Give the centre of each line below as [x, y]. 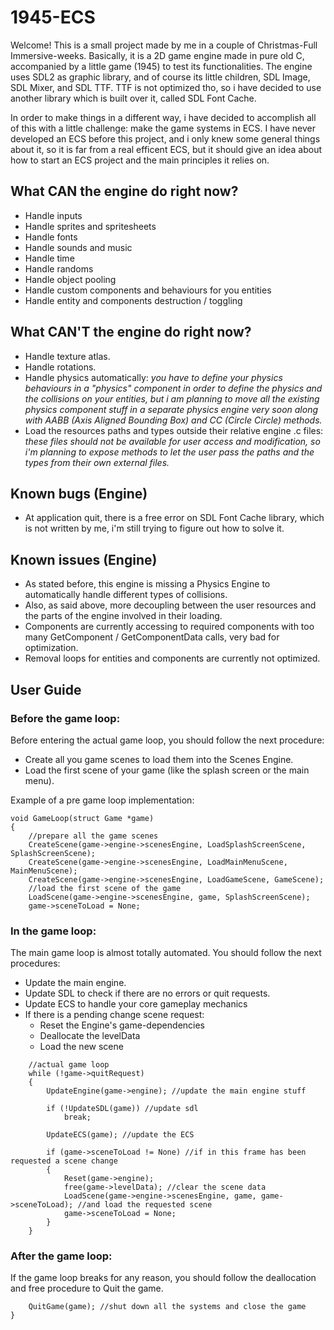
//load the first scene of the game [105, 888]
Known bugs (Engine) [79, 493]
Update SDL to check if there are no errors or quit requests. [147, 993]
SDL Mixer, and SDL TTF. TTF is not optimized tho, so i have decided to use [166, 87]
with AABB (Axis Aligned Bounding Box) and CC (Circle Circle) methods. [173, 420]
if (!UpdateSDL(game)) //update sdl [122, 1109]
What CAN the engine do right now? [124, 191]
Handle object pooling [70, 279]
